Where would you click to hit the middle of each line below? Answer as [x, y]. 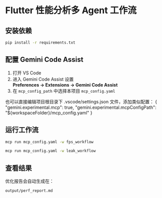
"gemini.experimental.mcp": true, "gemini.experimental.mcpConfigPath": [81, 107]
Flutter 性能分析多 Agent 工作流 [71, 10]
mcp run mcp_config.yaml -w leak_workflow [50, 151]
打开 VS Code [27, 73]
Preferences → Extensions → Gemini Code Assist [65, 85]
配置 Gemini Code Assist [44, 60]
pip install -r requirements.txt [40, 43]
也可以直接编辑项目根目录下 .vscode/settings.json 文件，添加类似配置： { [81, 101]
